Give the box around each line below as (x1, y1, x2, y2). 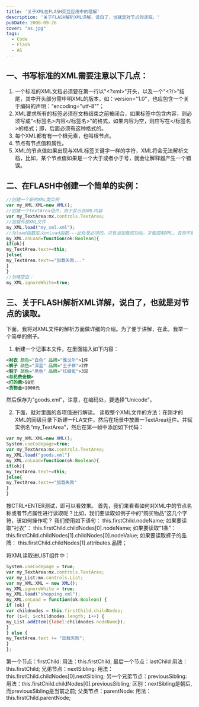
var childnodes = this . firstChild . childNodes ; (6, 608, 123, 614)
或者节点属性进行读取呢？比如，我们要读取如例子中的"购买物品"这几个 (11, 509, 182, 517)
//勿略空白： (6, 274, 34, 280)
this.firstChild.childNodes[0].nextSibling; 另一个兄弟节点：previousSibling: (6, 673, 187, 680)
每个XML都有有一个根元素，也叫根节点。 (14, 132, 114, 139)
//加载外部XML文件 (6, 219, 46, 225)
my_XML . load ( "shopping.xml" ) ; (6, 591, 81, 597)
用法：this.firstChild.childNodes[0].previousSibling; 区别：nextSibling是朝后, (6, 680, 192, 687)
